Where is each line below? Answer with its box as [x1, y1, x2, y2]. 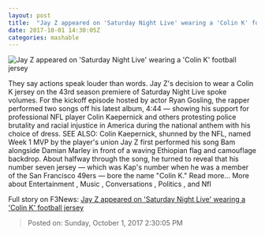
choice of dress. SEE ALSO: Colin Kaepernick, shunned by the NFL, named [8, 129, 251, 139]
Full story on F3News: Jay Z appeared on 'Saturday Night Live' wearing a [8, 195, 246, 204]
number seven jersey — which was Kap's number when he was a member [8, 162, 249, 172]
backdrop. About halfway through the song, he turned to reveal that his [8, 155, 239, 164]
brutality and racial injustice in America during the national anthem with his [8, 121, 251, 130]
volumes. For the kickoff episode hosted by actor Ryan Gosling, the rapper [8, 95, 250, 105]
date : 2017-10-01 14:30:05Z [8, 26, 101, 34]
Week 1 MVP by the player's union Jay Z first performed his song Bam [8, 137, 236, 147]
